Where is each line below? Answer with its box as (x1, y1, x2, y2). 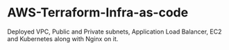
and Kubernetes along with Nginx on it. (7, 34, 119, 42)
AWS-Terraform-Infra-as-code (7, 5, 189, 21)
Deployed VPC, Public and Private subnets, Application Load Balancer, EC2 (7, 27, 222, 36)
